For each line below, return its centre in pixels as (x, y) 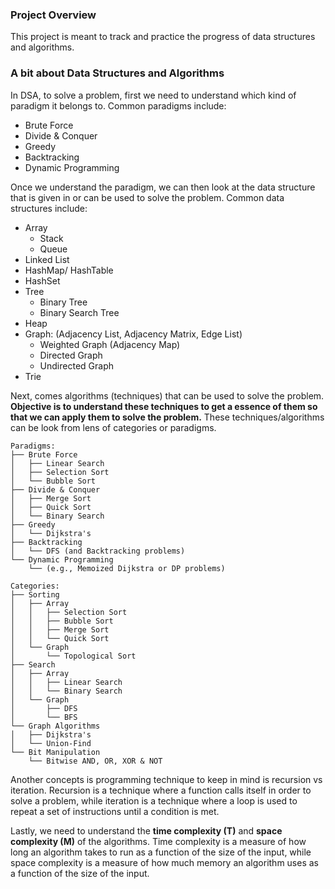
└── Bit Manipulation (55, 752)
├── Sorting (35, 594)
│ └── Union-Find (51, 743)
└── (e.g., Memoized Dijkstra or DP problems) (127, 568)
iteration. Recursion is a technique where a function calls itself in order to (161, 790)
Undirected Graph (76, 365)
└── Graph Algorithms (55, 726)
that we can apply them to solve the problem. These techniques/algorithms (167, 417)
